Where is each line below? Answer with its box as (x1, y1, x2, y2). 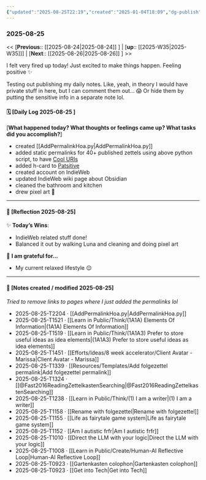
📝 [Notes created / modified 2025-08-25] (6, 284, 114, 291)
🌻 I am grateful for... (6, 253, 58, 260)
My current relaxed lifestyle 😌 (15, 264, 92, 272)
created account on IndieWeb (15, 168, 90, 176)
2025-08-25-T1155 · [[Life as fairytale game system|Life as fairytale (15, 414, 186, 422)
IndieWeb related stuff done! (15, 234, 87, 242)
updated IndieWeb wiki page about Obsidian (15, 175, 128, 183)
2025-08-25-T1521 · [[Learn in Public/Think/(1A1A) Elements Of (15, 316, 175, 323)
